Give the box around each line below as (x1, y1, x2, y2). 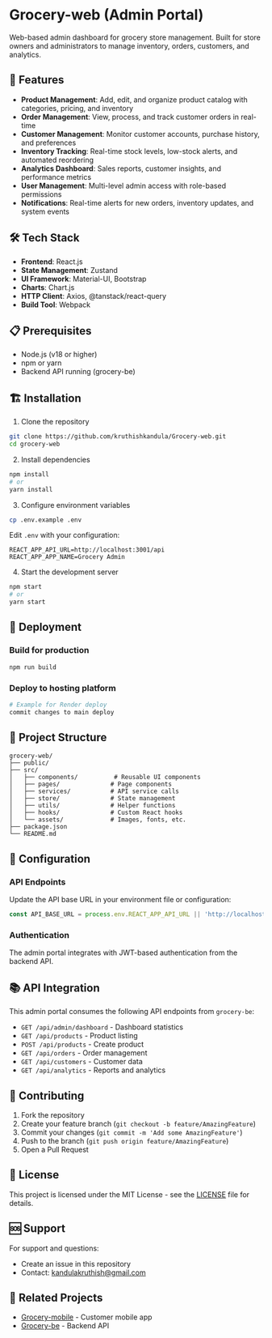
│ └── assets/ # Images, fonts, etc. (9, 816, 186, 824)
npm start (9, 583, 43, 591)
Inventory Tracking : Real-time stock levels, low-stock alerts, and (20, 146, 237, 156)
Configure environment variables (20, 500, 131, 509)
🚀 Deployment (9, 620, 82, 634)
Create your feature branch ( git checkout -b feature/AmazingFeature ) (20, 1119, 257, 1128)
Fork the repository (20, 1110, 86, 1119)
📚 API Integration (9, 981, 100, 995)
